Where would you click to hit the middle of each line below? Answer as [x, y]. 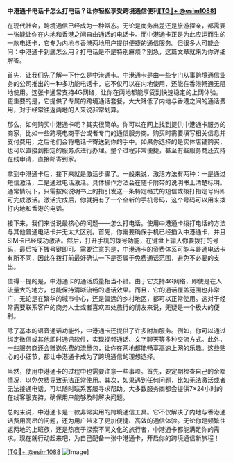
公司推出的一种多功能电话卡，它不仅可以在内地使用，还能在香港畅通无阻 [122, 84]
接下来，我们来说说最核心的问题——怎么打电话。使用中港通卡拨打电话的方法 [116, 223]
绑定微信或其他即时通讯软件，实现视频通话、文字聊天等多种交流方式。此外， [116, 339]
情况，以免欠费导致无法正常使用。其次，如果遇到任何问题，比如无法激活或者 [116, 380]
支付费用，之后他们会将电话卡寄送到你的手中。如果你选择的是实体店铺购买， [116, 142]
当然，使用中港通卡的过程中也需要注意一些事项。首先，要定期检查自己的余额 [116, 371]
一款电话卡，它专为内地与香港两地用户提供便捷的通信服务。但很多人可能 [110, 43]
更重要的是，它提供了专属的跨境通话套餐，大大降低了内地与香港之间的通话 [113, 101]
